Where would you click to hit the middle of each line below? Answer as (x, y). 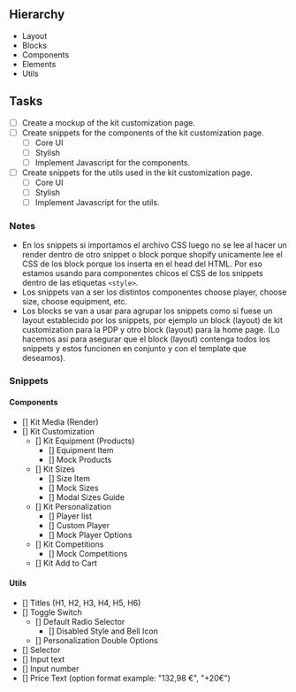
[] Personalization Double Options (97, 640)
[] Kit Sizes (55, 469)
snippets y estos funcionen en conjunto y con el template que (134, 349)
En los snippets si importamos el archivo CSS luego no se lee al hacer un (154, 245)
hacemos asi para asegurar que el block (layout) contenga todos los (146, 339)
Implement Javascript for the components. (113, 162)
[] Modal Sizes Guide (87, 497)
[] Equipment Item (81, 450)
